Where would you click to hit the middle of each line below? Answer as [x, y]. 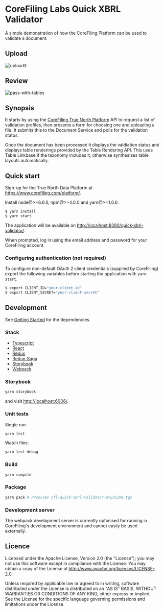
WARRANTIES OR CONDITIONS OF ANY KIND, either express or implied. [78, 593]
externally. [16, 531]
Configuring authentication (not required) [56, 258]
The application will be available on [40, 225]
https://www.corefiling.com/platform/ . [43, 193]
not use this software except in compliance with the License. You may [75, 563]
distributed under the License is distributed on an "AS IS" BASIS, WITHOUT [81, 588]
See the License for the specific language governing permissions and [75, 599]
